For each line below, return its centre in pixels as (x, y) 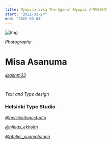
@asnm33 (15, 75)
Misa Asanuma (36, 62)
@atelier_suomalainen (28, 136)
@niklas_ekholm (22, 127)
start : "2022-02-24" (26, 14)
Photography (18, 42)
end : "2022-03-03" (24, 19)
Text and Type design (27, 94)
